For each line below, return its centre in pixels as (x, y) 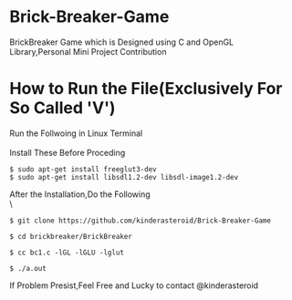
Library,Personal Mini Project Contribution (88, 51)
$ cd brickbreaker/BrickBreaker (71, 236)
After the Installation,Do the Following (80, 194)
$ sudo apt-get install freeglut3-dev (83, 169)
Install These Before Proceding (68, 152)
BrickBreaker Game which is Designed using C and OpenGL (122, 42)
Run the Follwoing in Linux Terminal (76, 133)
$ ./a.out (28, 268)
